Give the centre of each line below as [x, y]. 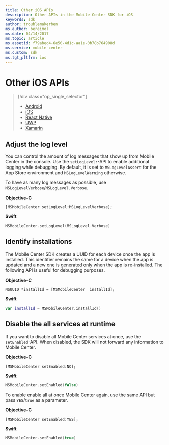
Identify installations [39, 242]
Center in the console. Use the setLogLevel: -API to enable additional [77, 162]
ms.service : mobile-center [34, 48]
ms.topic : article [25, 39]
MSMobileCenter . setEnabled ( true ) [41, 438]
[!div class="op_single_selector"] [52, 97]
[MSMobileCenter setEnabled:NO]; [41, 366]
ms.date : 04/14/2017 [27, 34]
